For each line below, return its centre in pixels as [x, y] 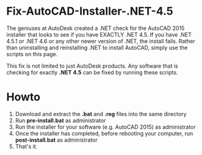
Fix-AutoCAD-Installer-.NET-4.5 [90, 11]
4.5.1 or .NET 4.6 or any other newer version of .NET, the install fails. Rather [101, 41]
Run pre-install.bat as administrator [60, 120]
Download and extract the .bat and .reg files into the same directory [101, 114]
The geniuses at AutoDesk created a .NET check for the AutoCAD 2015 [96, 28]
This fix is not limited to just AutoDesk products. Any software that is [92, 66]
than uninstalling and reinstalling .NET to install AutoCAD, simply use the [97, 48]
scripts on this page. [32, 54]
